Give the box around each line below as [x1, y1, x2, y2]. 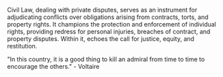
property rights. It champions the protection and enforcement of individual [7, 20, 217, 28]
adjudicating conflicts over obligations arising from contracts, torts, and [7, 13, 209, 21]
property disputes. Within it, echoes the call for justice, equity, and [7, 35, 195, 43]
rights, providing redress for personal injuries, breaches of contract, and [7, 27, 211, 35]
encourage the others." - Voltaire [7, 63, 100, 70]
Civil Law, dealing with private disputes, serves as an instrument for [7, 6, 198, 14]
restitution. [7, 42, 38, 50]
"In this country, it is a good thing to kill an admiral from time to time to [7, 55, 205, 63]
